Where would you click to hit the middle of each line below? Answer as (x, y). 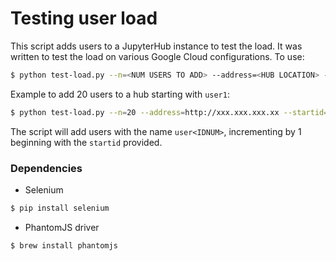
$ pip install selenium (60, 208)
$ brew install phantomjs (64, 245)
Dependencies (46, 168)
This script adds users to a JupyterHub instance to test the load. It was (156, 46)
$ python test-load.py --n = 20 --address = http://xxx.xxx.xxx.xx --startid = (169, 112)
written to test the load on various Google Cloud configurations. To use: (157, 56)
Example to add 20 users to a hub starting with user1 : (120, 94)
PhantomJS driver (62, 227)
